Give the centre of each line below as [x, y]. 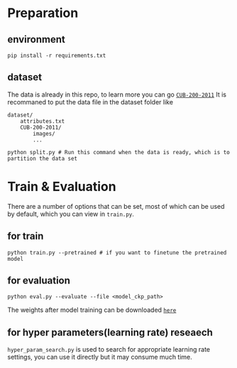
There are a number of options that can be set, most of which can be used [116, 206]
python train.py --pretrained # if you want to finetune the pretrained [117, 253]
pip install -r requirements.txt [57, 55]
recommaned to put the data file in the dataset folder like [90, 102]
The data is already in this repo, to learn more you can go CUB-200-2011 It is [117, 94]
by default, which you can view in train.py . [71, 214]
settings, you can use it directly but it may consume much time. [100, 357]
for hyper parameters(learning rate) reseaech [110, 332]
